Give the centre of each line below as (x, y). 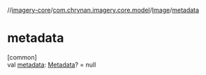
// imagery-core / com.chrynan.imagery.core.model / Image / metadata (103, 10)
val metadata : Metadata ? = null (52, 65)
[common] (22, 57)
